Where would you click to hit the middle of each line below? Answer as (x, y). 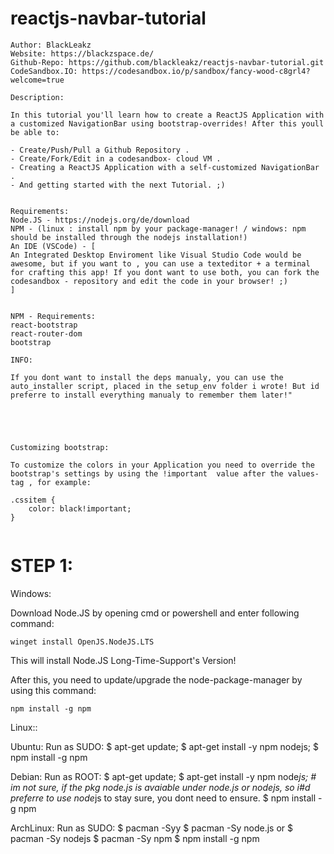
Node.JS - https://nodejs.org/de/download (100, 220)
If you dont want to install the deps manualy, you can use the (147, 377)
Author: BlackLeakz (51, 45)
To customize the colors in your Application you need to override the (162, 465)
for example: (64, 482)
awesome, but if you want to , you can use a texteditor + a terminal (160, 263)
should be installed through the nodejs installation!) (129, 237)
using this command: (53, 690)
